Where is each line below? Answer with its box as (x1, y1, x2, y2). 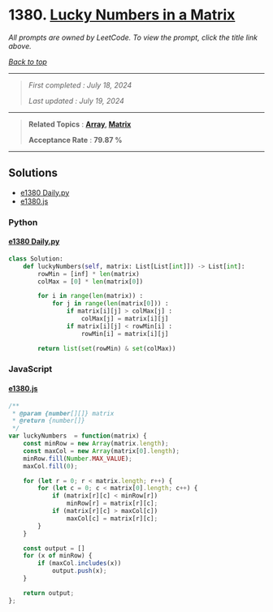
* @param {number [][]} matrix (11, 409, 115, 417)
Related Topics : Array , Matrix (28, 119, 132, 129)
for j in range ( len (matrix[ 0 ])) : (51, 300, 169, 308)
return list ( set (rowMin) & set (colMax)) (37, 344, 176, 352)
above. (8, 41, 32, 50)
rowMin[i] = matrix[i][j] (80, 330, 169, 338)
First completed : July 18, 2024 (28, 80, 132, 90)
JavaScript (8, 364, 53, 375)
